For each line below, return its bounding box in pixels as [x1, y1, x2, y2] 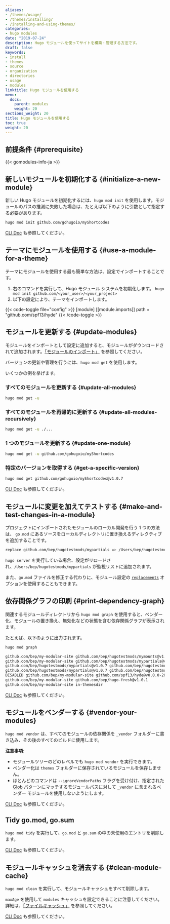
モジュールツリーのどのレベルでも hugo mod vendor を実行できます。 [12, 758, 155, 764]
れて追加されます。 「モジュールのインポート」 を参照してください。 [5, 348, 145, 355]
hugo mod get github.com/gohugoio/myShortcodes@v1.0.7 [5, 476, 123, 481]
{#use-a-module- [99, 246, 156, 255]
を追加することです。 [5, 537, 50, 544]
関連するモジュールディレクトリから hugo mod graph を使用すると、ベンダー [5, 611, 163, 617]
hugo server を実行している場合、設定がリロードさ [5, 557, 111, 563]
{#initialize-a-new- [99, 175, 161, 183]
